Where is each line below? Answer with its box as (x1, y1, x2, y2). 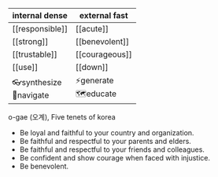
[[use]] (12, 62, 39, 72)
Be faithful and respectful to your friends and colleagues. (19, 145, 205, 154)
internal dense (12, 10, 68, 20)
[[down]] (75, 62, 109, 72)
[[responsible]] (12, 24, 68, 34)
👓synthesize (12, 76, 62, 87)
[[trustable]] (12, 49, 57, 60)
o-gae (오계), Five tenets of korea (8, 112, 116, 121)
